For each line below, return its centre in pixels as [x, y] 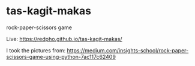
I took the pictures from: [36, 50]
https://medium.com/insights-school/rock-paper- [128, 50]
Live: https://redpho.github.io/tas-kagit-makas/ [64, 39]
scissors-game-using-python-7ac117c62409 [61, 56]
